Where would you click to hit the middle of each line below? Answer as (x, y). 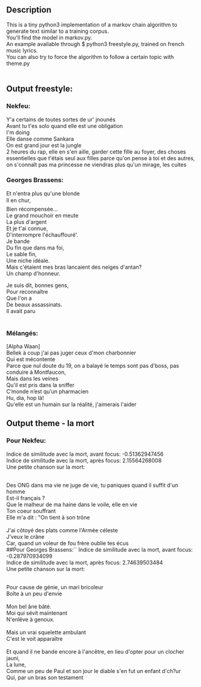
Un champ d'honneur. (33, 273)
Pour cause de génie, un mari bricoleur (55, 587)
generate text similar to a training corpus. (58, 31)
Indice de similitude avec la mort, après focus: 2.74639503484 (85, 562)
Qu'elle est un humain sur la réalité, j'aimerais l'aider (71, 404)
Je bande (18, 241)
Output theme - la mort (51, 423)
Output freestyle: (40, 89)
